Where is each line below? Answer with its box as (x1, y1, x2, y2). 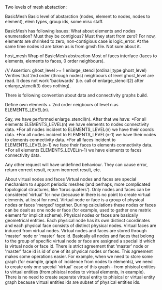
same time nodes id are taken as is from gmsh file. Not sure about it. (5, 44, 141, 49)
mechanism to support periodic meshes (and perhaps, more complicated (5, 181, 151, 187)
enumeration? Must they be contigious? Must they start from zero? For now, (5, 33, 156, 39)
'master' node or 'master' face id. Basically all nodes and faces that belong (5, 233, 154, 239)
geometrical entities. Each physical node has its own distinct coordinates (5, 218, 150, 223)
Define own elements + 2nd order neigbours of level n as (5, 102, 118, 107)
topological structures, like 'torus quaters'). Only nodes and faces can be (5, 187, 151, 192)
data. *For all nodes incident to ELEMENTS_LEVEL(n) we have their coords (5, 127, 154, 132)
